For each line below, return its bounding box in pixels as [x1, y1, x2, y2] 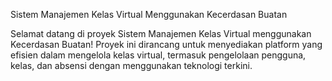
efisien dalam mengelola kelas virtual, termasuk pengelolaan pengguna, [10, 49, 307, 61]
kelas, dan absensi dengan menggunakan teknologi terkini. [10, 60, 253, 71]
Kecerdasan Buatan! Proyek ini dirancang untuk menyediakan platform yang [10, 39, 323, 50]
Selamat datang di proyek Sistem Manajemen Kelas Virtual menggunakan [10, 28, 312, 39]
